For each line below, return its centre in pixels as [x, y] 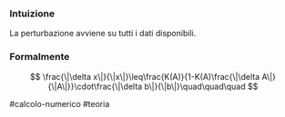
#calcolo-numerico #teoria [60, 103]
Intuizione [32, 14]
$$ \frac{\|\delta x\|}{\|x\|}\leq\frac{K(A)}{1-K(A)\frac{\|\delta [145, 76]
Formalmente [40, 57]
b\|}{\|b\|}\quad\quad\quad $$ [201, 86]
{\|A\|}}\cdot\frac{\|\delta [95, 86]
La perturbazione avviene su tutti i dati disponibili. [103, 34]
